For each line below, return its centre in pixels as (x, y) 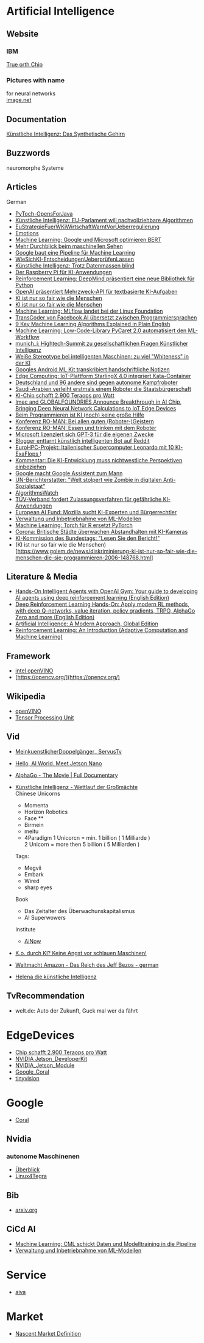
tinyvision (27, 1078)
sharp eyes (38, 887)
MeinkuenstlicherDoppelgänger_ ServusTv (68, 751)
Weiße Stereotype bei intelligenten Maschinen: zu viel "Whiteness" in (102, 356)
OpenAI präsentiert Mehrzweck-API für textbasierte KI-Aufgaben (96, 291)
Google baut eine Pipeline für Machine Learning (75, 252)
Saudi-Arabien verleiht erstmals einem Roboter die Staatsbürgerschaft (103, 388)
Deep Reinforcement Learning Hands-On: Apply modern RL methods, (102, 604)
